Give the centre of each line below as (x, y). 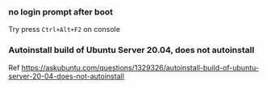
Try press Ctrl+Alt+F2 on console (65, 30)
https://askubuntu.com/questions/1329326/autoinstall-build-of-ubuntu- (140, 67)
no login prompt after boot (60, 12)
